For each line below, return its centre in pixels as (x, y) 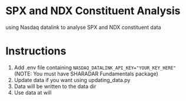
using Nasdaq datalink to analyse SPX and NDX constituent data (83, 27)
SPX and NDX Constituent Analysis (93, 11)
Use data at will (33, 92)
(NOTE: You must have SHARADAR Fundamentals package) (86, 74)
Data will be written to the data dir (55, 86)
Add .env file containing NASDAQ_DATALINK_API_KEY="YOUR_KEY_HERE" (95, 67)
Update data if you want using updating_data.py (72, 80)
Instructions (36, 51)
